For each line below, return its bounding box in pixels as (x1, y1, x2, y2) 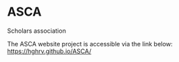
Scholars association (7, 27, 67, 35)
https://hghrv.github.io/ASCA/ (7, 47, 92, 55)
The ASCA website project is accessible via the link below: (7, 40, 173, 48)
